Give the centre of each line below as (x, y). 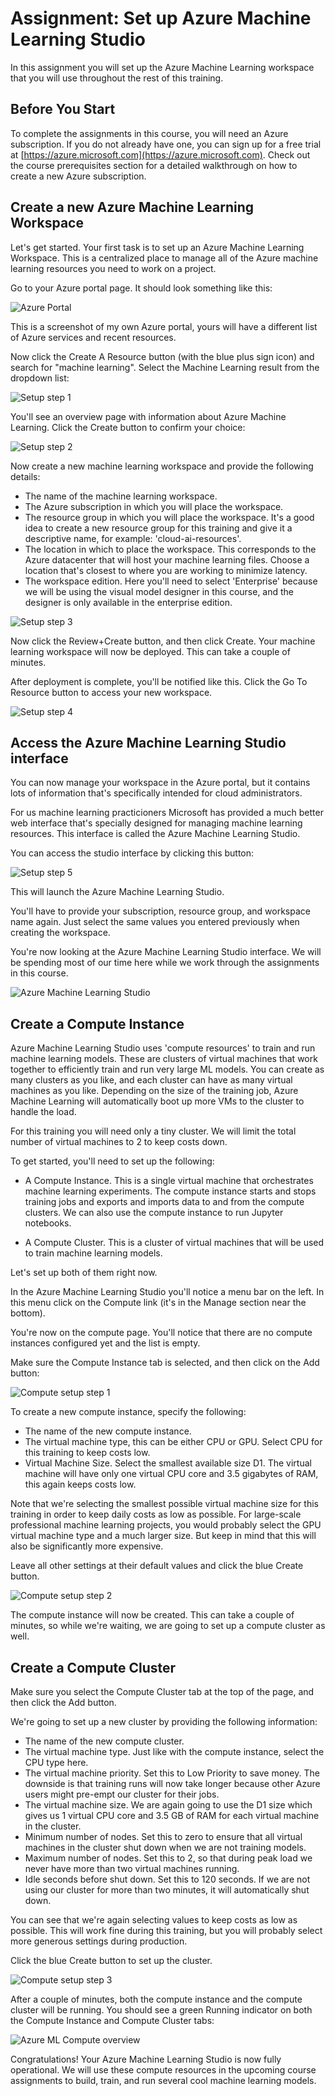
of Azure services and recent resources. (93, 337)
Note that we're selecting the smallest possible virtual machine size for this (164, 1504)
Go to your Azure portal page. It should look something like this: (141, 288)
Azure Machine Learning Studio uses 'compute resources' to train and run (163, 1048)
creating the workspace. (60, 933)
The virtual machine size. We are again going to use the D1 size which (168, 1805)
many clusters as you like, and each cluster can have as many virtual (151, 1080)
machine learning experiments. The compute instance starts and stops (170, 1191)
